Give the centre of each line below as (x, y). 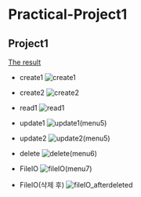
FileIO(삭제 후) (42, 185)
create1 (31, 77)
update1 (32, 123)
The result (25, 62)
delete (30, 153)
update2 (33, 138)
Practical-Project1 (68, 15)
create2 (32, 93)
